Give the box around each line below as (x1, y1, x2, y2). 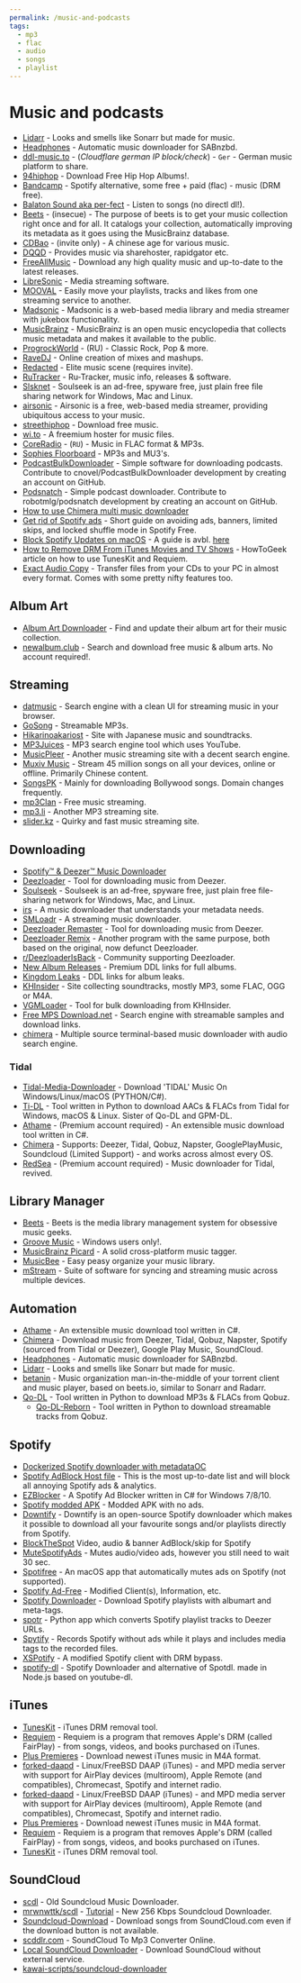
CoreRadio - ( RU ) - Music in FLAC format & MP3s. (22, 438, 205, 449)
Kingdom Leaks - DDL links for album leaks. (22, 971, 185, 982)
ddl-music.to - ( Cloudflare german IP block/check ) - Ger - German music (22, 150, 293, 162)
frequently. (22, 787, 63, 798)
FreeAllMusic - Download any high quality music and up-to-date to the (22, 256, 283, 267)
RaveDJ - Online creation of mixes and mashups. (22, 352, 204, 363)
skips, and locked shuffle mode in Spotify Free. (22, 524, 197, 535)
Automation (9, 1301, 77, 1316)
